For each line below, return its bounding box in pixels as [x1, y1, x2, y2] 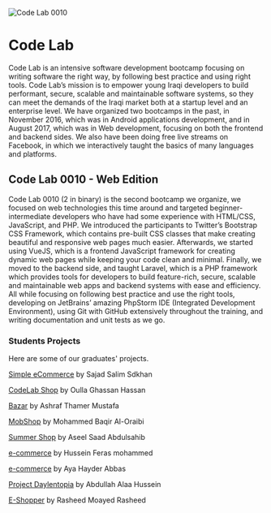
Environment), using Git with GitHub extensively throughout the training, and [8, 306, 264, 316]
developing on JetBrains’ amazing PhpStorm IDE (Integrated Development [8, 297, 256, 308]
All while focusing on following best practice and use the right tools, [8, 289, 235, 299]
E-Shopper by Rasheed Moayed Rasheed [8, 495, 146, 505]
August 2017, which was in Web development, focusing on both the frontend [8, 123, 264, 133]
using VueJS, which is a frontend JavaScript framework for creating [8, 246, 235, 256]
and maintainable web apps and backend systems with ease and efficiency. [8, 280, 261, 290]
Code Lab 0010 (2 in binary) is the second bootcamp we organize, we [8, 194, 242, 204]
